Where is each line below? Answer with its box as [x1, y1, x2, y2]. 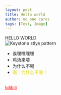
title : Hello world [5, 12, 46, 17]
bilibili [5, 84, 17, 90]
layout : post [5, 7, 32, 12]
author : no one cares [5, 16, 50, 21]
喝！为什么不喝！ [12, 69, 48, 75]
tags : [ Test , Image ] [5, 21, 48, 26]
